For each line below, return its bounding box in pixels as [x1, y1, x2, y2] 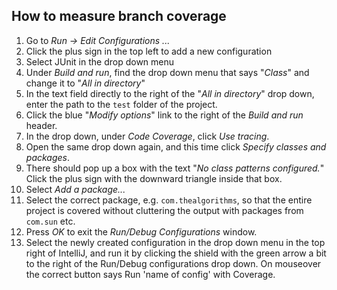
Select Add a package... [25, 183, 126, 195]
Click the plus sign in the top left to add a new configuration [25, 45, 273, 57]
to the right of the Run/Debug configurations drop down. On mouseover [25, 257, 322, 269]
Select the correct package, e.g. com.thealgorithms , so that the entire [25, 194, 313, 206]
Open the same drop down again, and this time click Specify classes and [25, 140, 327, 153]
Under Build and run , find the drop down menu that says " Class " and [25, 66, 310, 78]
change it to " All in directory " [25, 77, 146, 89]
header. [25, 119, 58, 131]
